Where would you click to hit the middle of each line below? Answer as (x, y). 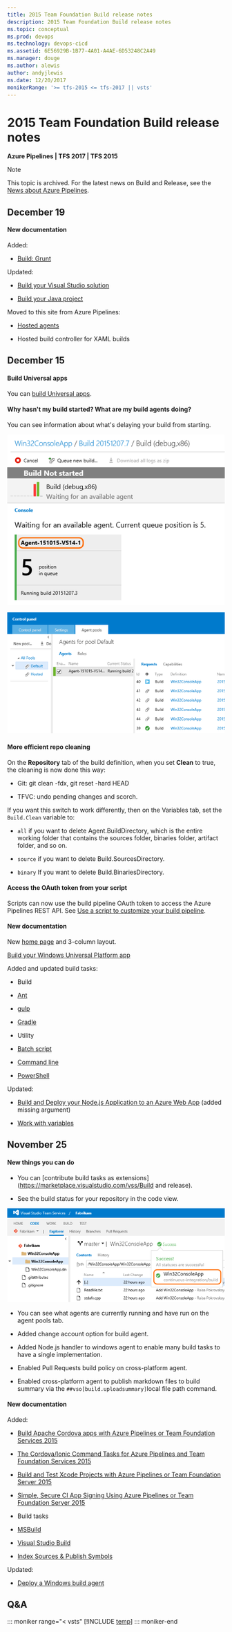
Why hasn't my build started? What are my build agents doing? (99, 409)
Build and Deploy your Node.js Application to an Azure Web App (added (119, 1102)
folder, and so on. (42, 845)
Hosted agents (38, 325)
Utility (26, 1035)
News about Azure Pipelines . (48, 191)
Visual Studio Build (44, 1543)
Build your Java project (50, 298)
